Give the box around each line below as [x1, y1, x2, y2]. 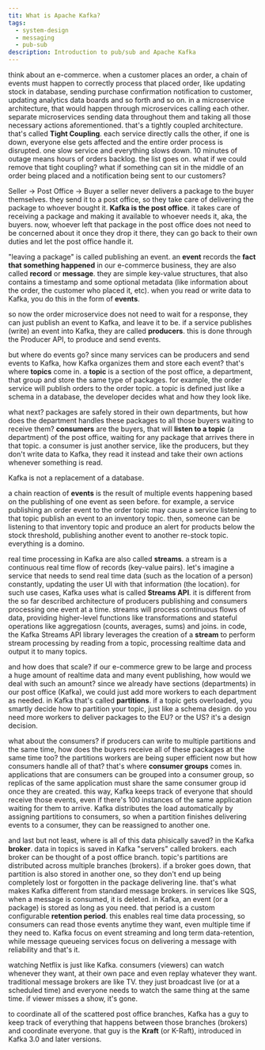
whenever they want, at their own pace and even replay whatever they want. [8, 969, 257, 978]
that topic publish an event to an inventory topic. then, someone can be [8, 514, 240, 523]
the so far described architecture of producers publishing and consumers [8, 597, 248, 605]
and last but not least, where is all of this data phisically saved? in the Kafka [8, 836, 255, 845]
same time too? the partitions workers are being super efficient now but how [8, 753, 257, 762]
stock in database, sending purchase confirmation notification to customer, [8, 87, 253, 96]
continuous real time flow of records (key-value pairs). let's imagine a [8, 563, 235, 572]
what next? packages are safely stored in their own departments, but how [8, 407, 248, 416]
